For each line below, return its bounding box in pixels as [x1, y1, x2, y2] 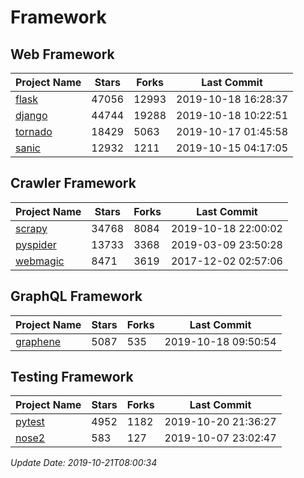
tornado [15, 125, 53, 138]
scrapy [15, 221, 48, 235]
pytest [15, 415, 45, 429]
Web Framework [10, 46, 115, 63]
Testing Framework [10, 369, 134, 386]
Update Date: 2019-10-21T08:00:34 [10, 457, 158, 469]
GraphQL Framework [10, 288, 143, 305]
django [15, 109, 48, 122]
